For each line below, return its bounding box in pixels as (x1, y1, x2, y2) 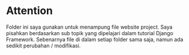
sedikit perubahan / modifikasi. (6, 42, 81, 49)
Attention (6, 4, 53, 18)
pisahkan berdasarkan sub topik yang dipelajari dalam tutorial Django (6, 29, 174, 36)
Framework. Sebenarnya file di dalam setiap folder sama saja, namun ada (6, 36, 184, 43)
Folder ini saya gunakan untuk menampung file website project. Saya (6, 23, 173, 30)
